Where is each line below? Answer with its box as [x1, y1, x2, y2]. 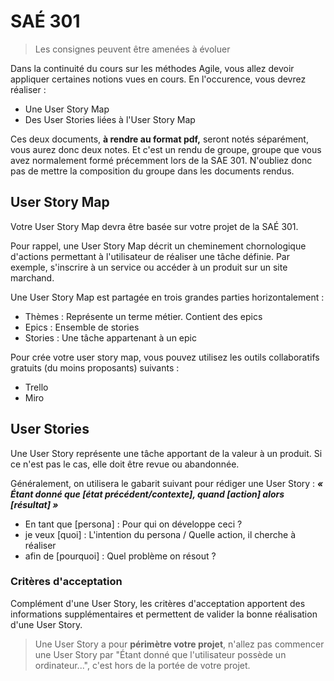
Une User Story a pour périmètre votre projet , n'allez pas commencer [34, 638, 325, 650]
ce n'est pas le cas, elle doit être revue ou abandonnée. [10, 458, 240, 470]
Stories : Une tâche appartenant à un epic [24, 331, 197, 344]
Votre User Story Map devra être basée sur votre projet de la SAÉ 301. [10, 220, 299, 232]
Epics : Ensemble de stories [24, 321, 140, 333]
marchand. [10, 271, 55, 284]
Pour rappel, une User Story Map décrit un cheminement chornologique [10, 240, 307, 252]
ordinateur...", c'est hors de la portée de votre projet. [34, 659, 251, 671]
